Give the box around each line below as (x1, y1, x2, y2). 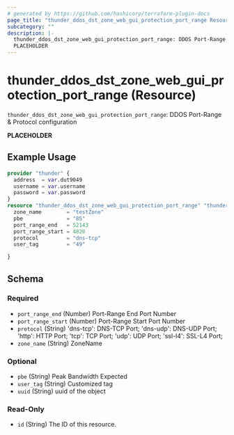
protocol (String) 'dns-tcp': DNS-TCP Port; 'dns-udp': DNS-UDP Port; (17, 324, 217, 333)
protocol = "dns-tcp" (13, 235, 101, 242)
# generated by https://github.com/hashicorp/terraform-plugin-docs (7, 10, 210, 17)
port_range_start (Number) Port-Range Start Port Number (17, 317, 186, 325)
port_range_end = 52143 (13, 221, 89, 228)
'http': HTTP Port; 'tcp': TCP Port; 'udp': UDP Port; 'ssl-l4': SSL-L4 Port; (17, 331, 223, 340)
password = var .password (13, 189, 86, 196)
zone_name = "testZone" (13, 209, 104, 216)
